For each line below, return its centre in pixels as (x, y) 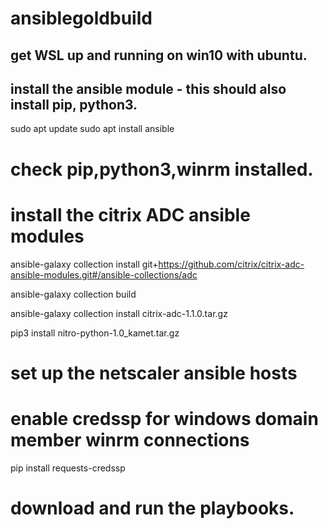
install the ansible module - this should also (148, 88)
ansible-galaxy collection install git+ (84, 264)
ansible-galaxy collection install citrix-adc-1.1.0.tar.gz (119, 313)
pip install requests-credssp (68, 468)
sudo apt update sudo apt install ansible (92, 129)
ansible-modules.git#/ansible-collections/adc (104, 274)
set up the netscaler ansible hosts (154, 373)
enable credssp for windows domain (164, 418)
